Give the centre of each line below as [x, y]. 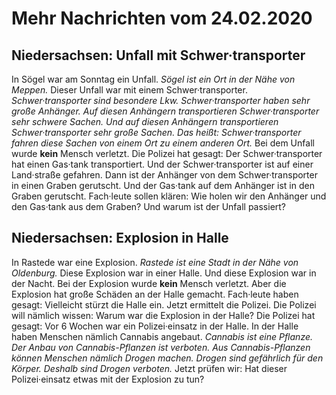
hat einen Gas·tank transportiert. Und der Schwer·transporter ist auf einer [162, 164]
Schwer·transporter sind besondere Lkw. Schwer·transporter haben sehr [161, 100]
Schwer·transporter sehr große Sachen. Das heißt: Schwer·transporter [156, 132]
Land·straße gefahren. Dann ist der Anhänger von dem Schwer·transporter [164, 175]
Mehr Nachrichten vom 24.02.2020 [162, 18]
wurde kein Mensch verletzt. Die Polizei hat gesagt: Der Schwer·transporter [167, 153]
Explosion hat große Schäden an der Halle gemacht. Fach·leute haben [155, 294]
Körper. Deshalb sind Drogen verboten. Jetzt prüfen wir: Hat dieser [149, 368]
